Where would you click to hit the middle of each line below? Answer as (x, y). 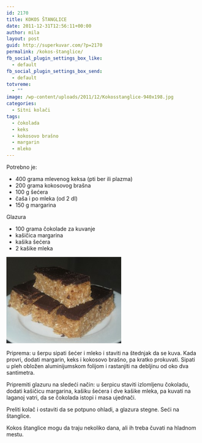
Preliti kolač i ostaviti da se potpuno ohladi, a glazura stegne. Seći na (93, 409)
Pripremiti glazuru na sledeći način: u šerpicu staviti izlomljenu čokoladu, (98, 384)
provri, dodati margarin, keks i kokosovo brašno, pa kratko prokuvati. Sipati (101, 360)
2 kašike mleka (34, 248)
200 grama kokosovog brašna (53, 185)
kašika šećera (33, 242)
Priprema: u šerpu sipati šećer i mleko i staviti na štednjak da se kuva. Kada (101, 353)
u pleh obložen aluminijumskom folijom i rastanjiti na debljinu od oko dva (97, 366)
